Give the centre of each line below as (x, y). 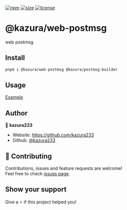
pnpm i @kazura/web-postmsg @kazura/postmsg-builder (61, 69)
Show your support (36, 190)
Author (16, 113)
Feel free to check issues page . (38, 174)
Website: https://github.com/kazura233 (53, 135)
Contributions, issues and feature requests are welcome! (64, 168)
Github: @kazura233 (34, 141)
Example (14, 97)
